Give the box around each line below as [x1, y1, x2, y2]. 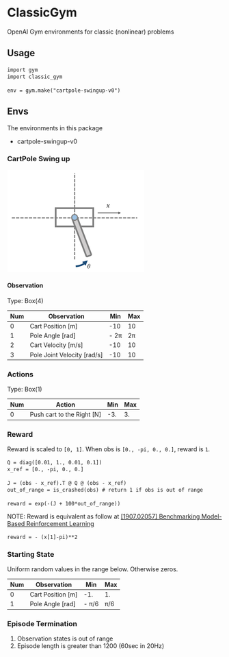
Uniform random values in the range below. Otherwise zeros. [7, 565, 178, 573]
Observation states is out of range [16, 634, 113, 643]
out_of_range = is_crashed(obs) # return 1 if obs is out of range [7, 486, 204, 493]
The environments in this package [7, 123, 103, 132]
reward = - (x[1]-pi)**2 [7, 534, 78, 540]
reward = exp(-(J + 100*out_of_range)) [7, 500, 121, 507]
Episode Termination [7, 619, 77, 628]
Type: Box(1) [7, 385, 42, 394]
